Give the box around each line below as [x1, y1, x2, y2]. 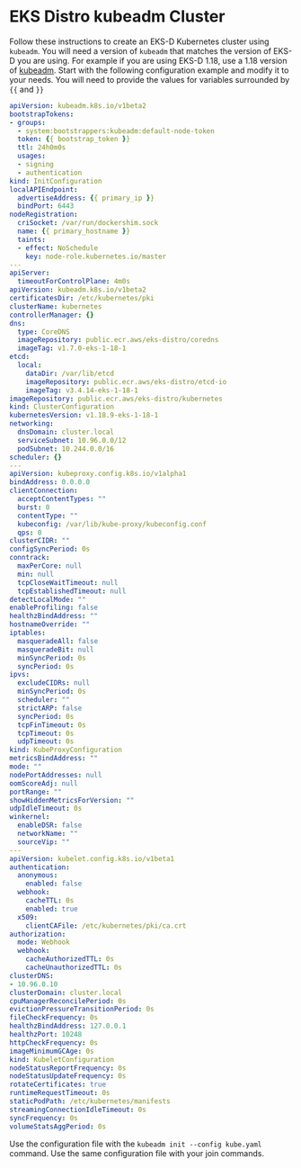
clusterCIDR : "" [9, 536, 70, 545]
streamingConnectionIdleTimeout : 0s [9, 1105, 146, 1114]
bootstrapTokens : [9, 110, 75, 119]
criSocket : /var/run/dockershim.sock [17, 219, 159, 228]
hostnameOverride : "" [9, 620, 91, 629]
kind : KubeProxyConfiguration [9, 745, 123, 755]
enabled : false [25, 879, 83, 888]
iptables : [9, 628, 47, 638]
